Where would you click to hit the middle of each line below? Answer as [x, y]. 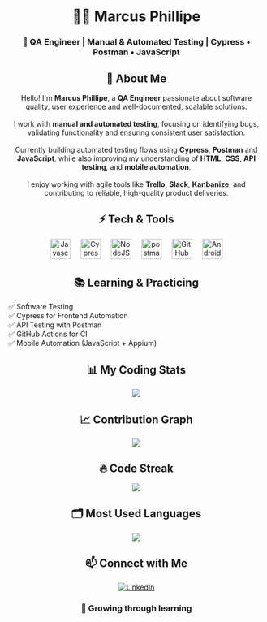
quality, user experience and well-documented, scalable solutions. [136, 106]
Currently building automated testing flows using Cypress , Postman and [136, 149]
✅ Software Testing [41, 306]
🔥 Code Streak [136, 468]
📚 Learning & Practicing [136, 283]
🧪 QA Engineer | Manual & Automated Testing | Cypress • [136, 42]
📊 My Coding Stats [136, 370]
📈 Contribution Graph [136, 419]
